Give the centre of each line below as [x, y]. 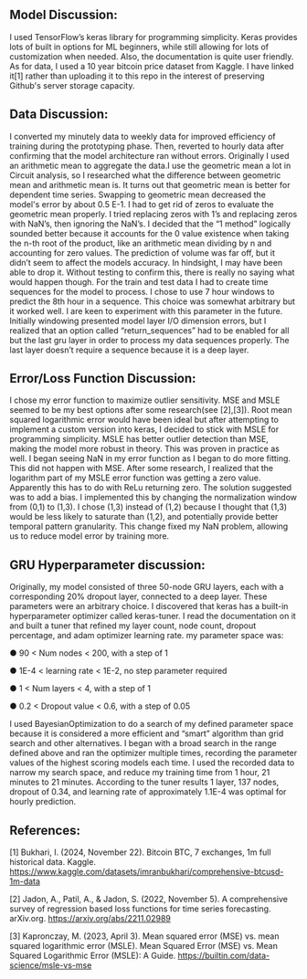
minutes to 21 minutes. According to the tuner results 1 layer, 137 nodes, [144, 782]
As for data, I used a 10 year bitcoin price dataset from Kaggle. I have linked [152, 66]
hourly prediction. [43, 802]
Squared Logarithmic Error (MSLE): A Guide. [93, 956]
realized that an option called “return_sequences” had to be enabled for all [149, 330]
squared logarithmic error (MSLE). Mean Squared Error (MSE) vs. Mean [144, 946]
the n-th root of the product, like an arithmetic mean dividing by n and [141, 243]
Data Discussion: [59, 115]
